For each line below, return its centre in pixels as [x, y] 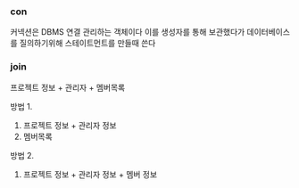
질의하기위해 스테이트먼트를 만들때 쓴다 [87, 43]
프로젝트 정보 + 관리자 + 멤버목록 [68, 87]
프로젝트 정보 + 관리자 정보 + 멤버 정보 [90, 174]
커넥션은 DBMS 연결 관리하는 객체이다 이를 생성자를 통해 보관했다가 [128, 32]
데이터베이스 [269, 32]
